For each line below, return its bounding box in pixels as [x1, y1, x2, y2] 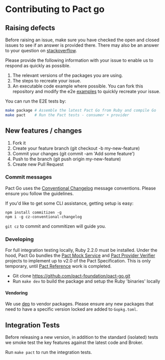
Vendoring [5, 290, 28, 296]
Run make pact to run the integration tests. [5, 349, 92, 355]
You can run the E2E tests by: [5, 98, 66, 104]
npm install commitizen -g [5, 210, 62, 215]
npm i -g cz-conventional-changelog [5, 214, 82, 219]
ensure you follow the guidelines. [5, 190, 74, 197]
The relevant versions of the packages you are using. [12, 72, 123, 78]
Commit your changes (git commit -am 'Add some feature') [12, 150, 135, 156]
